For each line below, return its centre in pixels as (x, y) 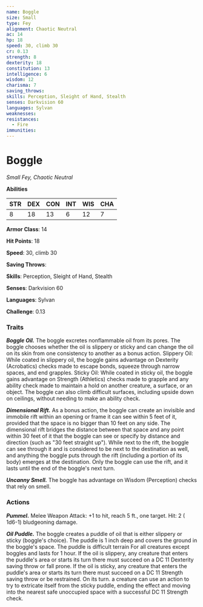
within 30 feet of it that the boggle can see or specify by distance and (93, 436)
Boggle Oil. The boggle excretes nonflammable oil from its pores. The (93, 341)
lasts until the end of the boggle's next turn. (61, 469)
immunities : (21, 131)
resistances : (23, 119)
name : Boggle (23, 12)
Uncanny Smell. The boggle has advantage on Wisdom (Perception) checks (101, 480)
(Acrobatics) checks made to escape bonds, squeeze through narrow (93, 366)
